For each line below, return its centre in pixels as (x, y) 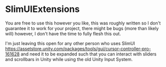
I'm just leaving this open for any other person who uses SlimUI (70, 43)
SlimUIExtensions (42, 9)
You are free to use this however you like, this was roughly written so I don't (83, 23)
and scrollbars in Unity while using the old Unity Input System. (69, 59)
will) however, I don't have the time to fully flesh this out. (63, 33)
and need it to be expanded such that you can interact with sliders (89, 54)
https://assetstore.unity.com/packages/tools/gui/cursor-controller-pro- (78, 48)
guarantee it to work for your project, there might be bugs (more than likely (82, 28)
